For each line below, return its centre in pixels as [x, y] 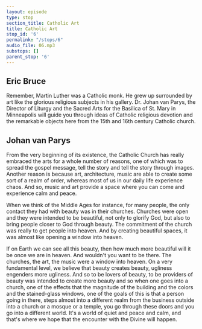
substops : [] [23, 51]
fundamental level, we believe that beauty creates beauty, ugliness [89, 268]
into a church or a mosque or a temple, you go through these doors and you [100, 307]
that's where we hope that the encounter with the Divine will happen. [92, 319]
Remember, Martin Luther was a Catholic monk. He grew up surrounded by [99, 96]
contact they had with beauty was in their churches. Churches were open [97, 211]
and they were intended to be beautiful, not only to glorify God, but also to [98, 218]
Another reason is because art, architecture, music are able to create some [99, 174]
